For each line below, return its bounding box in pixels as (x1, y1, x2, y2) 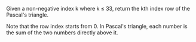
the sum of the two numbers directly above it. (6, 29, 118, 36)
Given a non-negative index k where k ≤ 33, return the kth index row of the (6, 5, 190, 12)
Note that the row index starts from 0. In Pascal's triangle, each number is (6, 23, 188, 30)
